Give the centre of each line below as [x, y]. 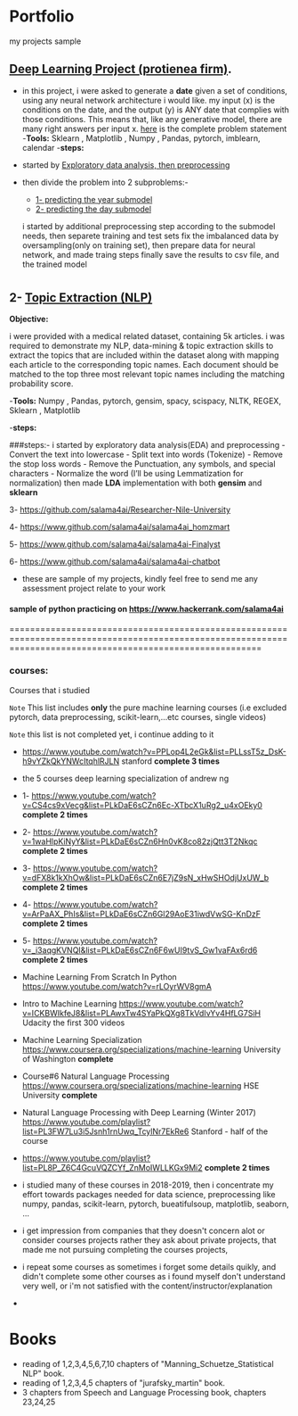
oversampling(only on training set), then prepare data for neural [139, 245]
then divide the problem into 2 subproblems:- [105, 182]
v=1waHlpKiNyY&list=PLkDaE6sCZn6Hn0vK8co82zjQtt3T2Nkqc [140, 841]
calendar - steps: [53, 147]
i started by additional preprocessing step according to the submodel [149, 226]
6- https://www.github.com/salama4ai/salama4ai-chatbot [115, 562]
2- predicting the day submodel [93, 209]
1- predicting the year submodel [94, 199]
